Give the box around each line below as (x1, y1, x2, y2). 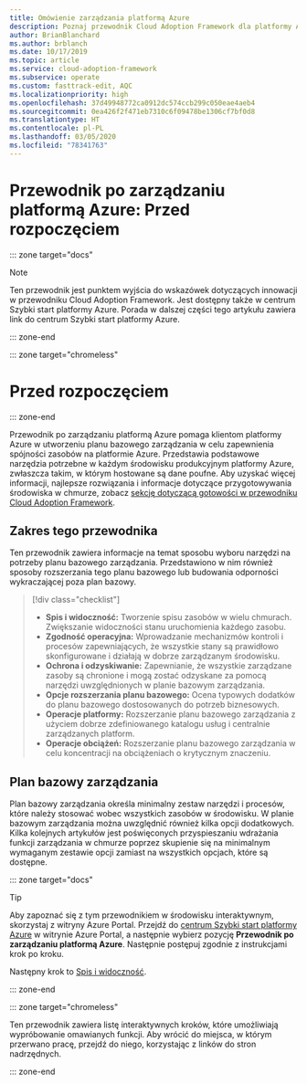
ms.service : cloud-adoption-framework (9, 65, 157, 74)
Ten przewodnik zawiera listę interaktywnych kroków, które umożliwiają (9, 1019, 279, 1030)
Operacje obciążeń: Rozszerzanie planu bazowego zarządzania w (45, 738, 296, 749)
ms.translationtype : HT (9, 115, 101, 124)
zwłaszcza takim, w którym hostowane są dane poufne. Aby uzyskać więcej (9, 468, 296, 479)
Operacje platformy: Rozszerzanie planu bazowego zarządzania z (45, 709, 296, 720)
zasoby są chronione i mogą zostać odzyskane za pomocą (45, 670, 267, 681)
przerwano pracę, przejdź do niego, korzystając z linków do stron (9, 1038, 257, 1050)
